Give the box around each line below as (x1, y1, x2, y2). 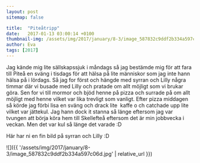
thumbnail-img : (6, 36, 44, 42)
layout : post (6, 8, 39, 15)
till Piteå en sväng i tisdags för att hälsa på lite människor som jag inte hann (6, 70, 190, 77)
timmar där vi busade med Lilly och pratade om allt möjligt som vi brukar (6, 82, 183, 90)
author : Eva (6, 42, 36, 48)
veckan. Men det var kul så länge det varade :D (6, 121, 122, 128)
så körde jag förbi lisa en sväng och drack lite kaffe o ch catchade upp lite (6, 102, 189, 109)
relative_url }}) (117, 150, 153, 157)
